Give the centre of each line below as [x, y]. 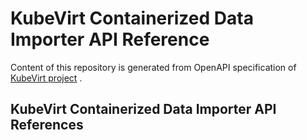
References [47, 125]
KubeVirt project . [46, 78]
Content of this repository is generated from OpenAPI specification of [153, 67]
